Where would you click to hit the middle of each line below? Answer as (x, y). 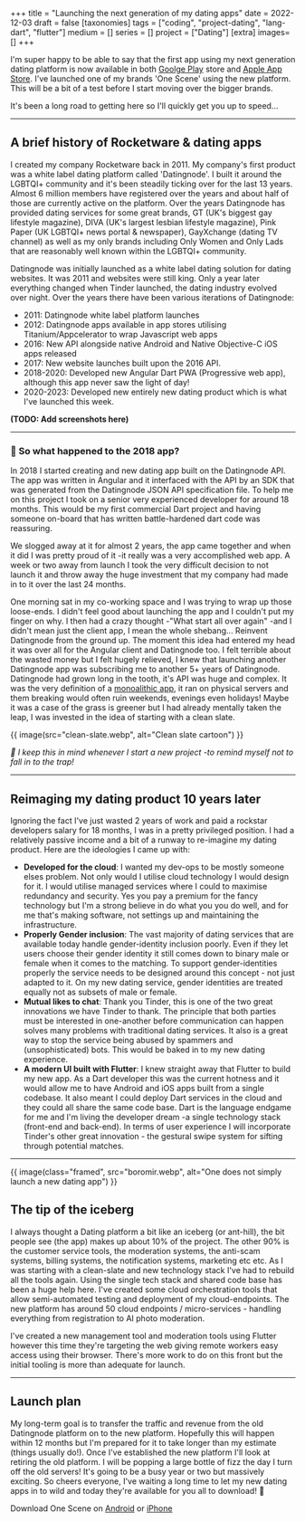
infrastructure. (50, 924)
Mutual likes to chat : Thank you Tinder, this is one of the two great (148, 1001)
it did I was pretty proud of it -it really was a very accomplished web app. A (150, 556)
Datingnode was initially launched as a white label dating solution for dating (151, 268)
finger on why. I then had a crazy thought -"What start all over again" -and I (151, 621)
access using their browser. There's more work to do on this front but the (147, 1355)
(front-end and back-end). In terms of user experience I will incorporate (157, 1127)
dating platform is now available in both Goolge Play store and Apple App (147, 69)
